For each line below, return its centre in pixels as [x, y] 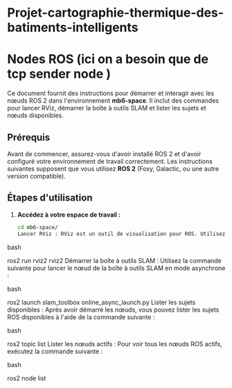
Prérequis [29, 137]
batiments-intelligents [73, 27]
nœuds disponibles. [35, 115]
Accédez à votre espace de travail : [69, 214]
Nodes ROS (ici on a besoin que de [108, 59]
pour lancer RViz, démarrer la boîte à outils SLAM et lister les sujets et [107, 108]
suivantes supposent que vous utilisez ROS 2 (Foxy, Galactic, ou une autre [113, 169]
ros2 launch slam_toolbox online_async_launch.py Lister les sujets [101, 302]
